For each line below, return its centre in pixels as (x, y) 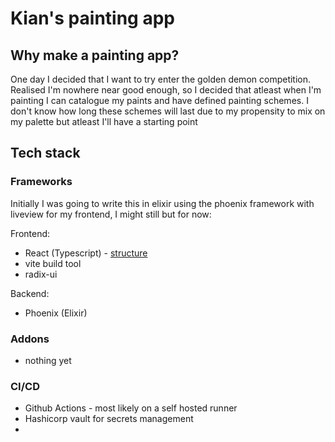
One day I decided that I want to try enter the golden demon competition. (161, 79)
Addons (30, 339)
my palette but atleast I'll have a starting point (104, 121)
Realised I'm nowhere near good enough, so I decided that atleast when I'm (166, 90)
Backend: (30, 293)
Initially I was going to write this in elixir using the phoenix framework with (162, 203)
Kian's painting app (92, 18)
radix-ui (41, 274)
